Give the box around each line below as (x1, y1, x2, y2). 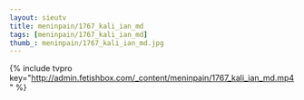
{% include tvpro (9, 63, 73, 74)
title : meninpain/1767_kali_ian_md (9, 22, 144, 31)
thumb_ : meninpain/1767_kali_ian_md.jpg (9, 38, 165, 48)
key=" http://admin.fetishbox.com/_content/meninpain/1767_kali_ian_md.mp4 (9, 73, 295, 84)
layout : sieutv (9, 13, 67, 23)
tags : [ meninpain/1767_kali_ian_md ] (9, 30, 148, 39)
